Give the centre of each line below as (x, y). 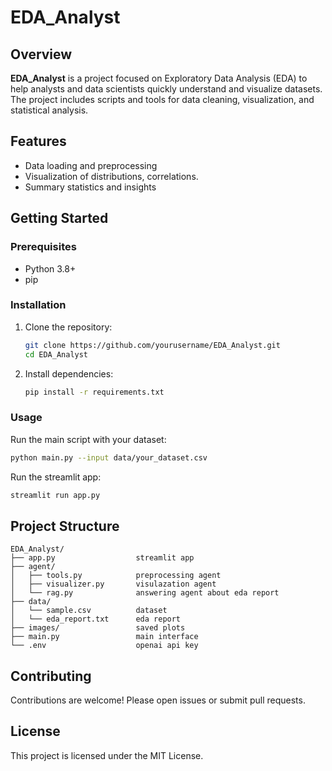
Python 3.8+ (50, 268)
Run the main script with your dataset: (88, 439)
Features (38, 141)
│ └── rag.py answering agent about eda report (145, 593)
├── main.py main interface (104, 637)
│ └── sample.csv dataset (89, 611)
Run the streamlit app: (56, 477)
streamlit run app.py (55, 495)
